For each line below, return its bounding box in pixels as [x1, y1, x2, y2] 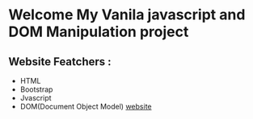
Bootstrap [19, 84, 53, 94]
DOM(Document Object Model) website [19, 102, 152, 111]
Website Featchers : [8, 55, 112, 68]
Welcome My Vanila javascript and [8, 6, 246, 24]
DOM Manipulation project [8, 23, 189, 41]
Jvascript [19, 93, 52, 102]
